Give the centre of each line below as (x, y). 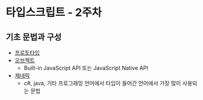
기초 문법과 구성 (34, 37)
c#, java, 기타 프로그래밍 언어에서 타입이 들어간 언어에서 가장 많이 (102, 83)
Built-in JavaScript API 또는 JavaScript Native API (86, 68)
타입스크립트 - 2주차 (54, 12)
